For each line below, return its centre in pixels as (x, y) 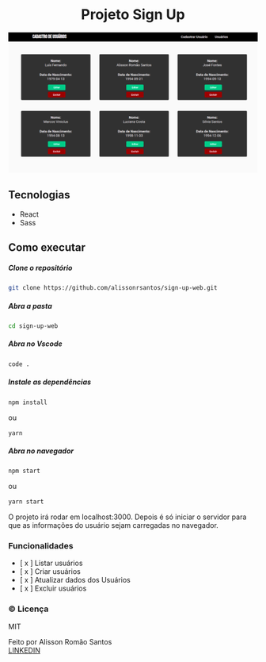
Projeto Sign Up (133, 15)
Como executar (47, 248)
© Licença (28, 609)
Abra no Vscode (35, 344)
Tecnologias (39, 195)
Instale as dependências (50, 382)
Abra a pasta (30, 306)
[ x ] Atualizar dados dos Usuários (75, 580)
